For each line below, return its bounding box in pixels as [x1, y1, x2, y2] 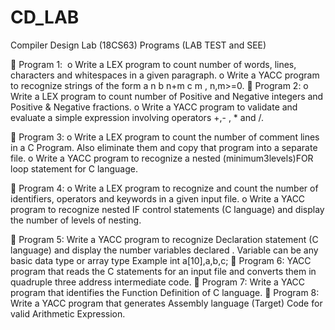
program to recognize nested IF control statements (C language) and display [10, 203, 325, 215]
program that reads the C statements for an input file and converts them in [10, 265, 317, 277]
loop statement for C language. [10, 162, 138, 175]
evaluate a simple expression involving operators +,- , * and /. [10, 111, 264, 123]
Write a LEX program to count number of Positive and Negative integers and [10, 90, 324, 102]
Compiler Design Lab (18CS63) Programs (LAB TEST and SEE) [10, 39, 267, 51]
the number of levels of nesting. [10, 214, 142, 226]
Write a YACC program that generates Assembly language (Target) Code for [10, 297, 323, 309]
